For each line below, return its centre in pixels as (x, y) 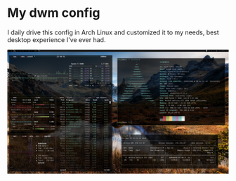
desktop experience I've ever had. (57, 39)
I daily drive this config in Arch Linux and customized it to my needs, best (113, 32)
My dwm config (54, 13)
